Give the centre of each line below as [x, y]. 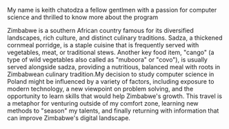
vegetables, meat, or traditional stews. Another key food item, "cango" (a [111, 52]
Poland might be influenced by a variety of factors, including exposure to [111, 81]
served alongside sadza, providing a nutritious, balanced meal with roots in [114, 67]
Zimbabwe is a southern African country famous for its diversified [101, 31]
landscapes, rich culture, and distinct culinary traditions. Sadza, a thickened [115, 38]
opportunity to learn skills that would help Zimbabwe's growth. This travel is [115, 96]
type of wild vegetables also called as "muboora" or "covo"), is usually [108, 60]
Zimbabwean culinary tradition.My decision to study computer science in [111, 74]
